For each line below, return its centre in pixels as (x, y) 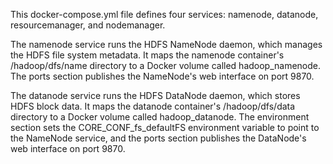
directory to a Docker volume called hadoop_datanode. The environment (160, 117)
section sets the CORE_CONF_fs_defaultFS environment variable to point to (165, 127)
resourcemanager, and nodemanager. (88, 25)
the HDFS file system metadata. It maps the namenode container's (147, 55)
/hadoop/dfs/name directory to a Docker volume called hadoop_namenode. (166, 65)
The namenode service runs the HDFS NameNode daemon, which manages (166, 44)
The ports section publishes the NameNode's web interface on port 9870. (162, 76)
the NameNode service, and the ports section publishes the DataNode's (158, 138)
